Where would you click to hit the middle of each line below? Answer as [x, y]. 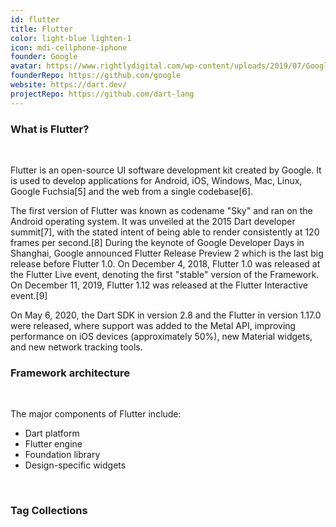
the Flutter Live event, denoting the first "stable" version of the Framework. [165, 274]
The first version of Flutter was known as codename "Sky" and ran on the [161, 210]
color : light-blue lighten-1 [71, 38]
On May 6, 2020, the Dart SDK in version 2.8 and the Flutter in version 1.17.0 [166, 315]
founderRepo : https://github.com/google [96, 76]
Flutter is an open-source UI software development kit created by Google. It [166, 170]
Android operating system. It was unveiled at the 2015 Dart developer [153, 221]
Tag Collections [49, 511]
